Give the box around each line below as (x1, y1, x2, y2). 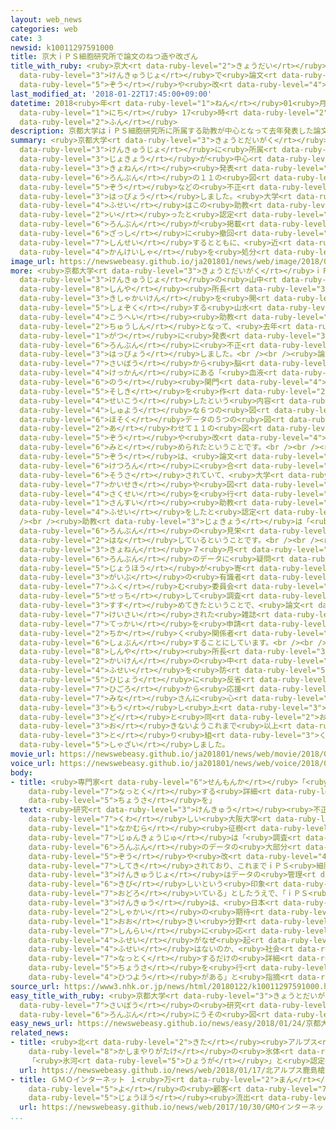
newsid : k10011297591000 (10, 42, 114, 53)
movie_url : (10, 749, 56, 759)
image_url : (10, 256, 56, 266)
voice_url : (10, 758, 56, 768)
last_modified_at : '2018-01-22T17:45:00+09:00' (10, 89, 213, 99)
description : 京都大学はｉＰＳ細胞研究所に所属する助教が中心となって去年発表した (10, 126, 314, 136)
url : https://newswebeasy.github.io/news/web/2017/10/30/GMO (19, 1102, 280, 1113)
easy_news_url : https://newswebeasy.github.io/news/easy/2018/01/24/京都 (10, 1019, 322, 1029)
